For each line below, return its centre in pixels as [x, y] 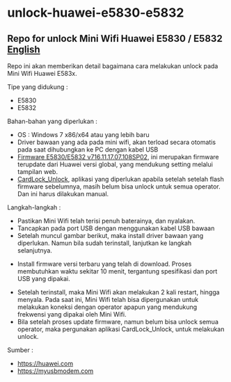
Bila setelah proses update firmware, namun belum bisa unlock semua [118, 322]
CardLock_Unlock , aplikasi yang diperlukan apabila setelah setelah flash [120, 179]
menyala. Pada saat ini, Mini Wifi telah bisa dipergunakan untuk [108, 300]
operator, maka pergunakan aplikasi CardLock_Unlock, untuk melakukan [121, 329]
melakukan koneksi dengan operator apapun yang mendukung [107, 307]
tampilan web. [37, 172]
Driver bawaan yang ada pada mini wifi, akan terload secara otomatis [117, 142]
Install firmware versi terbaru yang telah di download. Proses [104, 264]
